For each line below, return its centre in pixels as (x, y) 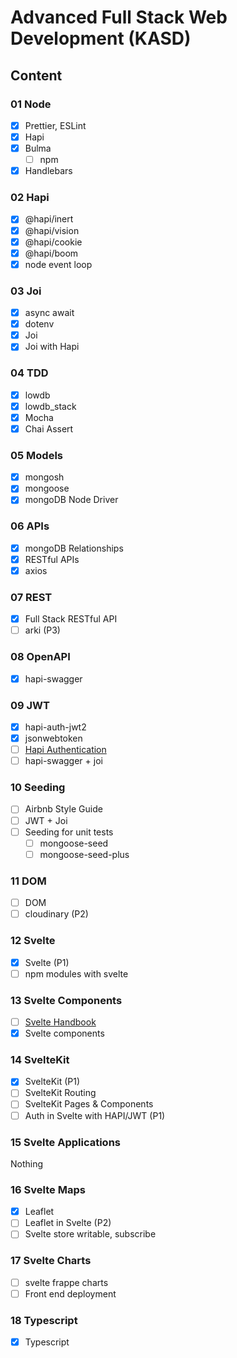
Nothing (27, 1163)
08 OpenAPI (40, 657)
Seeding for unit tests (69, 832)
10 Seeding (38, 788)
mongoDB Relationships (74, 548)
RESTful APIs (52, 559)
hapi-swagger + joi (63, 761)
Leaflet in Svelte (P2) (68, 1223)
